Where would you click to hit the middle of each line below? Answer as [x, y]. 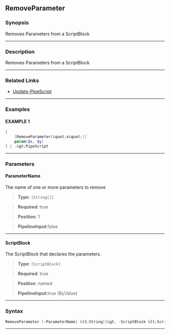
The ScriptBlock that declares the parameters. [53, 254]
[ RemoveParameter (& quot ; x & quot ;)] [51, 137]
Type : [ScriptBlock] [39, 264]
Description [20, 52]
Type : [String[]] [36, 197]
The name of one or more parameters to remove [56, 187]
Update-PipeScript [32, 92]
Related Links [22, 80]
